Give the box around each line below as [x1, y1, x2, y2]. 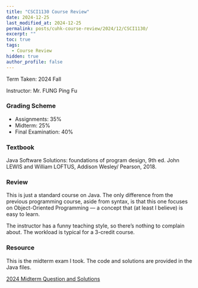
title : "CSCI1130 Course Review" [6, 8, 90, 15]
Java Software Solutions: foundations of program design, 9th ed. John [6, 157, 179, 164]
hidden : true [6, 53, 39, 59]
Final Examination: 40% [14, 128, 74, 135]
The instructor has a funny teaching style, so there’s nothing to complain [6, 222, 185, 229]
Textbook [6, 143, 35, 151]
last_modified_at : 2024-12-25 [6, 20, 82, 26]
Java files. [6, 263, 32, 271]
